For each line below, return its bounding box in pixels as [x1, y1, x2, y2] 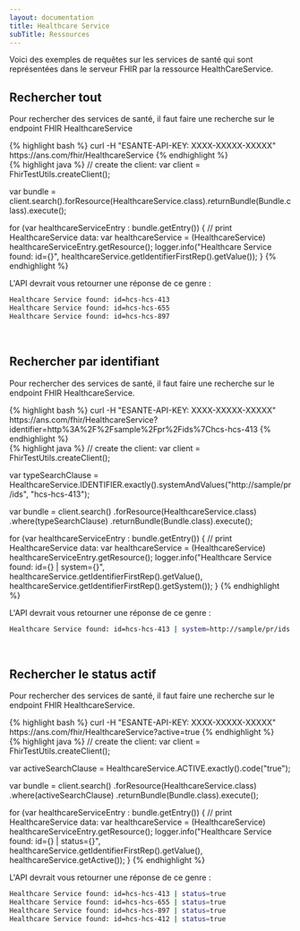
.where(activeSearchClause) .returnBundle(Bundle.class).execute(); [9, 790, 259, 801]
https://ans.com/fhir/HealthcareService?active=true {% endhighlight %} [9, 727, 275, 738]
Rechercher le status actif [9, 666, 157, 681]
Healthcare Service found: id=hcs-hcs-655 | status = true [9, 898, 227, 907]
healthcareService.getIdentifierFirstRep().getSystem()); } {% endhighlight [9, 580, 280, 591]
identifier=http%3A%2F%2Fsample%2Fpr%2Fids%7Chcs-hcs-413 [9, 423, 258, 434]
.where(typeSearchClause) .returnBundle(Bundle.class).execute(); [9, 516, 253, 526]
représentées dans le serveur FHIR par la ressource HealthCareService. [9, 64, 274, 74]
